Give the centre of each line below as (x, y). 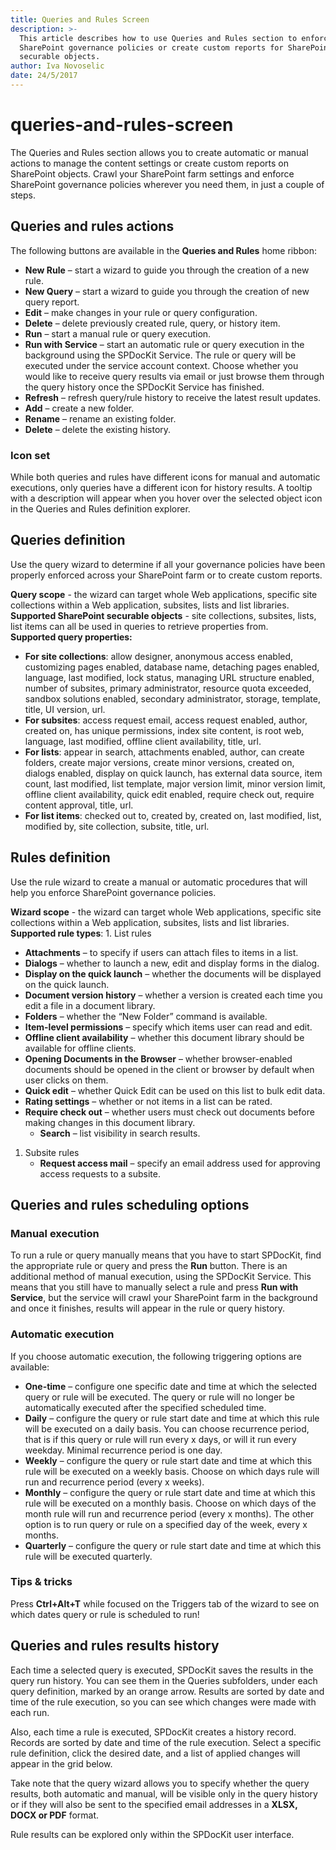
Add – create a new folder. (79, 408)
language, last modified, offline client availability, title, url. (143, 741)
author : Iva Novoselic (57, 66)
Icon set (30, 455)
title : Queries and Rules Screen (80, 19)
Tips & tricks (41, 1582)
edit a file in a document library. (90, 1005)
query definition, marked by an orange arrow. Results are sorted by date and (167, 1691)
